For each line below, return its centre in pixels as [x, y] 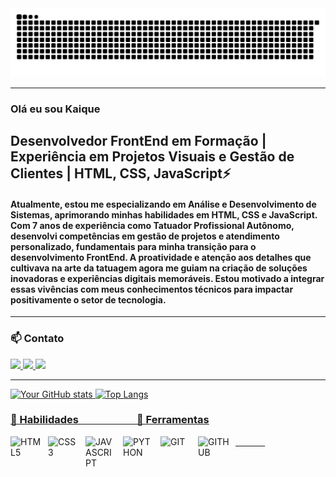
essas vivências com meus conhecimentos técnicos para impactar [152, 289]
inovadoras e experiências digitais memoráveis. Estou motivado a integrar [167, 278]
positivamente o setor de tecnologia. [88, 299]
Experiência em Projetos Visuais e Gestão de [152, 157]
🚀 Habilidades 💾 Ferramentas [110, 420]
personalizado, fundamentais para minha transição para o [133, 246]
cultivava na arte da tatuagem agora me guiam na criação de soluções [159, 268]
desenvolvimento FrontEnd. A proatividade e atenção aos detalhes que [161, 257]
